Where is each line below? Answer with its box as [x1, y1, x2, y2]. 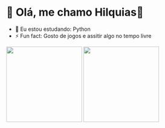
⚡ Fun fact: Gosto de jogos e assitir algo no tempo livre [15, 32, 152, 39]
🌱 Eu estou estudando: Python [15, 25, 91, 33]
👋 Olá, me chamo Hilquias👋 [6, 5, 144, 19]
